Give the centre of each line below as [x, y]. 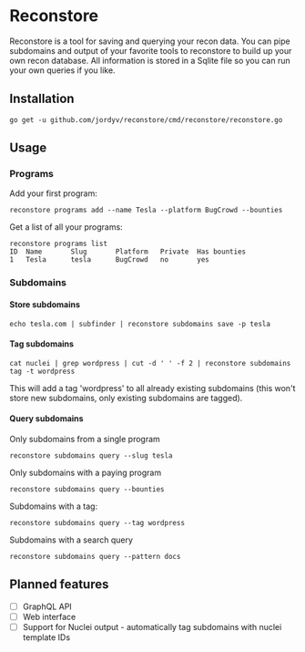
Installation [42, 99]
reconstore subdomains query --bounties [87, 489]
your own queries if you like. [62, 70]
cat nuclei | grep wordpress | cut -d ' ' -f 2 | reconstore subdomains [150, 363]
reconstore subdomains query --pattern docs [95, 556]
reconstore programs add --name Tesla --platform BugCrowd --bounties [146, 211]
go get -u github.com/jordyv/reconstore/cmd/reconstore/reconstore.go [146, 119]
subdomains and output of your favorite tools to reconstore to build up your [151, 50]
